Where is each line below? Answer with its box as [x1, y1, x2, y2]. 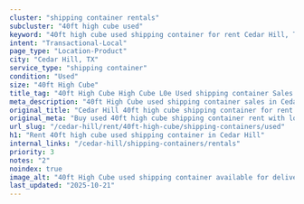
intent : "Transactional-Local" [9, 38, 128, 48]
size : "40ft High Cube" [9, 80, 100, 89]
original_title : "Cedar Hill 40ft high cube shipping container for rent [9, 106, 294, 115]
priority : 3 [9, 147, 54, 156]
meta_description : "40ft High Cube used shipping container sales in [9, 97, 278, 107]
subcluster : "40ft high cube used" [9, 22, 144, 31]
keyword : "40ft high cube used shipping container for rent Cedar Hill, [9, 30, 290, 39]
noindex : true [9, 164, 63, 173]
